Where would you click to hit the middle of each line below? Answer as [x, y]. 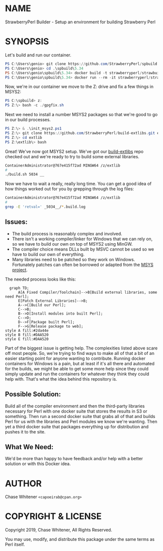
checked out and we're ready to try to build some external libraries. [72, 156]
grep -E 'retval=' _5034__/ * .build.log [45, 207]
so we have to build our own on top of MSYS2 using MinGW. [72, 244]
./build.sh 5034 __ [25, 175]
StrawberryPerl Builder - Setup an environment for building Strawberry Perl [80, 22]
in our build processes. [28, 120]
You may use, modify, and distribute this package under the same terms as [80, 539]
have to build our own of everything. [48, 254]
